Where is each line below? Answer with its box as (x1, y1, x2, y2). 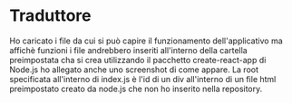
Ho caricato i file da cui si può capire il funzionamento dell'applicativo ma (9, 35, 283, 46)
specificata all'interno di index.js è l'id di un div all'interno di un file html (9, 73, 277, 84)
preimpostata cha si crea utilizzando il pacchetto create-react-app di (9, 54, 267, 65)
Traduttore (9, 5, 92, 26)
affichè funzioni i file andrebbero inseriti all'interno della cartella (9, 44, 248, 55)
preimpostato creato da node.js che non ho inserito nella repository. (9, 83, 263, 94)
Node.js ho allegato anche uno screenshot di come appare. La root (9, 64, 259, 75)
